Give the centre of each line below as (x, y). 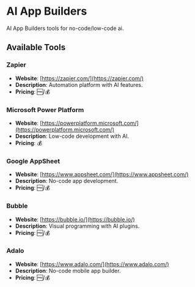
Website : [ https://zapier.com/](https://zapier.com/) (79, 78)
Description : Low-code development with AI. (72, 136)
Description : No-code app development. (67, 181)
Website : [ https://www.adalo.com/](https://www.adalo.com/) (92, 264)
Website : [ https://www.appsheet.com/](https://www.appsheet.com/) (102, 174)
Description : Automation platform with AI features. (79, 84)
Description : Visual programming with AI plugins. (77, 226)
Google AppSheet (33, 161)
